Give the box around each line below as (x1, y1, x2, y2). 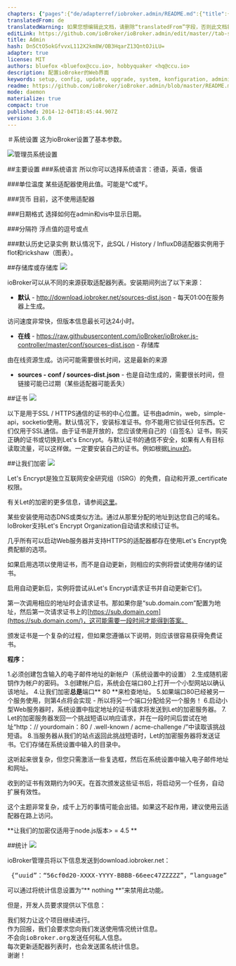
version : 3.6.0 (7, 115, 52, 122)
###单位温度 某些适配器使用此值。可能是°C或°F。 (7, 180, 152, 188)
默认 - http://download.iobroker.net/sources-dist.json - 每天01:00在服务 (17, 293, 225, 301)
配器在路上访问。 (7, 811, 57, 819)
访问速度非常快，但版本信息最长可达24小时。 (7, 317, 138, 325)
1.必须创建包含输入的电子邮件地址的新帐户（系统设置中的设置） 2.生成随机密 (7, 670, 228, 678)
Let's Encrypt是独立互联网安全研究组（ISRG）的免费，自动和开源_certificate (7, 474, 228, 482)
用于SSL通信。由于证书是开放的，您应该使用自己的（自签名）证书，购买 (19, 426, 228, 435)
